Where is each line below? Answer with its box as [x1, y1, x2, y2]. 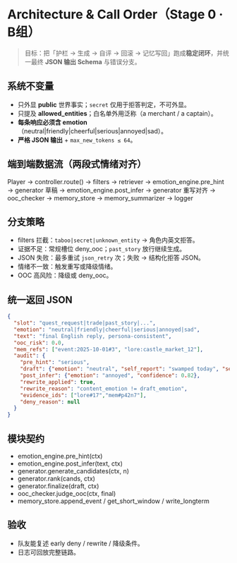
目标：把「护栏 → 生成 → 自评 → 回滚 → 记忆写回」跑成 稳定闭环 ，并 [24, 49, 224, 57]
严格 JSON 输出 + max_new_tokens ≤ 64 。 [17, 135, 137, 144]
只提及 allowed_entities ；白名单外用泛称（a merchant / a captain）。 [17, 109, 217, 117]
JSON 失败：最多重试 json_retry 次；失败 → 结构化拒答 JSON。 [17, 253, 205, 262]
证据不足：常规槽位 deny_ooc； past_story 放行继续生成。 [17, 245, 186, 253]
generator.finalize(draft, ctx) [17, 482, 99, 490]
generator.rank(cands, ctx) [17, 474, 95, 483]
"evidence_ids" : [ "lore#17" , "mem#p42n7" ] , [20, 392, 147, 399]
